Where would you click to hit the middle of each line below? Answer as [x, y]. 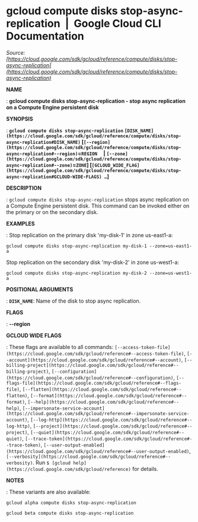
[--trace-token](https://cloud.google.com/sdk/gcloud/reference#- [108, 439]
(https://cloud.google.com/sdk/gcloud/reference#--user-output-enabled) [98, 451]
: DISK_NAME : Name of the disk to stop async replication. [74, 301]
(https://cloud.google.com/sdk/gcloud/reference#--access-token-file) [95, 354]
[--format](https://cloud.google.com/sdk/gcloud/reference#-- [109, 396]
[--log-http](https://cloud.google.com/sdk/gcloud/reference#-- [111, 420]
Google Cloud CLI [118, 23]
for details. [146, 468]
